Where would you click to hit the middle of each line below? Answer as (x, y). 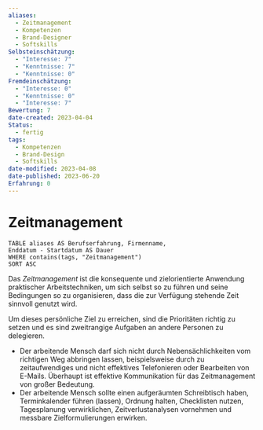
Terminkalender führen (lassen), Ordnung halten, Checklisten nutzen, (131, 401)
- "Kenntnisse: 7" (46, 67)
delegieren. (26, 336)
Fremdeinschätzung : (40, 81)
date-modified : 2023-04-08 (52, 169)
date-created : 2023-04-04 (50, 118)
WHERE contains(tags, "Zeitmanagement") (75, 257)
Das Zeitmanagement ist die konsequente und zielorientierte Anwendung (126, 278)
